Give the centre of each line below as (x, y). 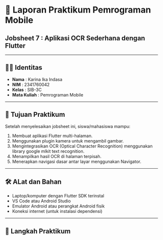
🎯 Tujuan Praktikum (35, 115)
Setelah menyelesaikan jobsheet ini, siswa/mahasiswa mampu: (68, 126)
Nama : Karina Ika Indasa (37, 79)
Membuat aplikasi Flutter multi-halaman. (52, 136)
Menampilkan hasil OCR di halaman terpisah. (57, 156)
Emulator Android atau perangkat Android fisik (58, 206)
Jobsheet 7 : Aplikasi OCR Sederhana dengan (75, 38)
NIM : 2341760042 (31, 84)
